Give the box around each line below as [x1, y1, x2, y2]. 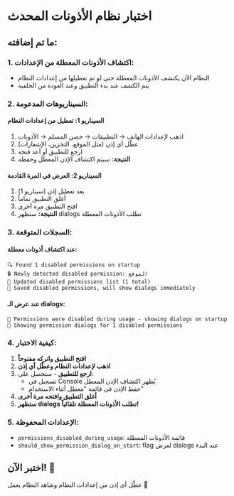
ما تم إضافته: [7, 36, 58, 48]
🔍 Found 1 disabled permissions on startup [7, 262, 140, 269]
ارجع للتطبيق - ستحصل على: [17, 369, 94, 377]
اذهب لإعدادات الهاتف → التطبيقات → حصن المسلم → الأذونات [17, 132, 184, 141]
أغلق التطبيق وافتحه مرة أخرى [17, 392, 97, 400]
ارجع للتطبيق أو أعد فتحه [17, 147, 83, 156]
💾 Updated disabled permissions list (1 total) [7, 279, 151, 286]
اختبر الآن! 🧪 [7, 461, 55, 473]
